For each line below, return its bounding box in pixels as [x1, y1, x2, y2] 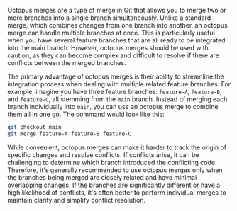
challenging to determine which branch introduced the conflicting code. [7, 158, 217, 166]
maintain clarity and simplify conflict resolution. [7, 195, 146, 204]
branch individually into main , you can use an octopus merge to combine [7, 103, 219, 110]
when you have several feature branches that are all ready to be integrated [7, 36, 226, 45]
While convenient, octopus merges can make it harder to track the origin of [7, 143, 227, 152]
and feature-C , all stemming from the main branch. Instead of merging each [7, 95, 228, 103]
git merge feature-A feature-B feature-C [7, 130, 132, 137]
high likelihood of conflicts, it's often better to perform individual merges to [7, 188, 226, 197]
